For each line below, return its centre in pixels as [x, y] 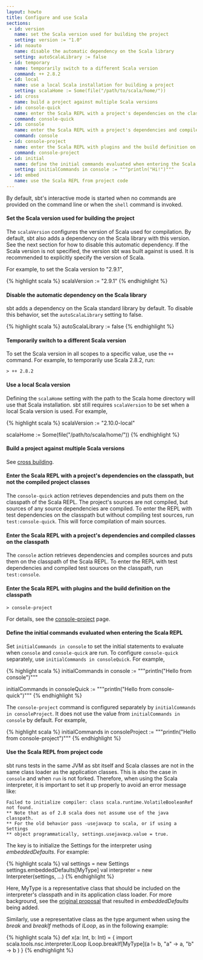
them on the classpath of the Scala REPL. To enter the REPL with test [92, 561]
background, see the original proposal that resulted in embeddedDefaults [98, 901]
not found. [20, 807]
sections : [19, 23]
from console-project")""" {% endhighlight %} [64, 738]
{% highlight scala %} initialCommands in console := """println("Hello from [99, 670]
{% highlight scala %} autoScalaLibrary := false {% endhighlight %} [90, 326]
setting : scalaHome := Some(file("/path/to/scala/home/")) [90, 91]
